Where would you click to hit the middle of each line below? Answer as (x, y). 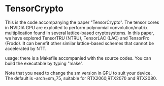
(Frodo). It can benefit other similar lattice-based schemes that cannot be (80, 43)
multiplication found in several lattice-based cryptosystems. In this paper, (80, 33)
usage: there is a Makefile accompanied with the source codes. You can (78, 58)
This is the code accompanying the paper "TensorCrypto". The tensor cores (82, 22)
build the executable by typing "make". (44, 63)
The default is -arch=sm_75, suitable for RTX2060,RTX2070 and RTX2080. (81, 78)
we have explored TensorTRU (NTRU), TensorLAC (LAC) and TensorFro (77, 38)
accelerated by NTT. (26, 48)
